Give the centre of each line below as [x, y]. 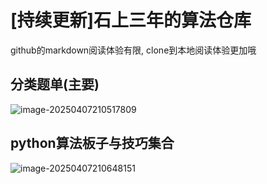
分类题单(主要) [55, 84]
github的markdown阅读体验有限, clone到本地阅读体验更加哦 [133, 50]
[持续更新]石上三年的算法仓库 [131, 20]
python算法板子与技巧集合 [92, 143]
